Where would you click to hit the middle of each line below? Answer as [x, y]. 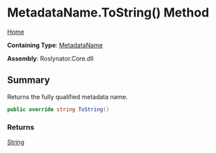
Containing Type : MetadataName [55, 45]
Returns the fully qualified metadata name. [68, 96]
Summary [29, 80]
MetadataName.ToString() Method [108, 13]
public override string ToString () [58, 109]
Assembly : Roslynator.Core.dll [51, 58]
